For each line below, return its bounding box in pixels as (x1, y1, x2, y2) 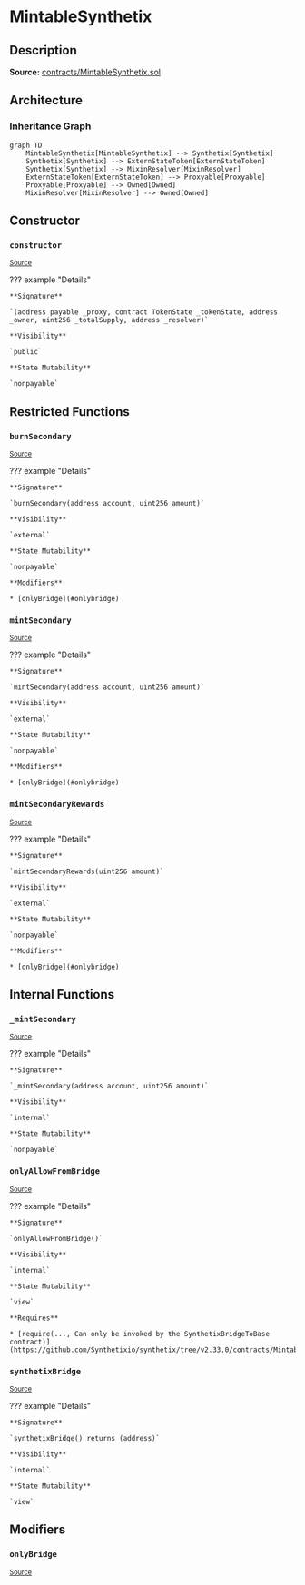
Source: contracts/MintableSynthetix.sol (9, 66, 162, 77)
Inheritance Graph (9, 120, 92, 133)
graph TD (9, 141, 43, 150)
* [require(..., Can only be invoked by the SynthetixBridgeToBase (9, 1329, 271, 1338)
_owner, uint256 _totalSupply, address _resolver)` (9, 316, 209, 325)
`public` (9, 348, 43, 357)
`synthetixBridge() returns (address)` (9, 1433, 161, 1442)
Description (9, 43, 77, 58)
